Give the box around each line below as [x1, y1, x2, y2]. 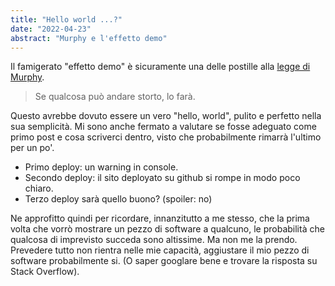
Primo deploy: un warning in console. [24, 161, 179, 173]
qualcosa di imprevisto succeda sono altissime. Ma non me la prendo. [10, 234, 298, 246]
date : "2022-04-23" [10, 24, 92, 34]
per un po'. [10, 142, 55, 154]
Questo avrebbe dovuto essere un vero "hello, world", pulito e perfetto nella [10, 110, 322, 122]
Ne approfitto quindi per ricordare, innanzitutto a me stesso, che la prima [10, 212, 310, 225]
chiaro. [24, 182, 54, 195]
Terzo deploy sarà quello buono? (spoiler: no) [24, 193, 213, 205]
